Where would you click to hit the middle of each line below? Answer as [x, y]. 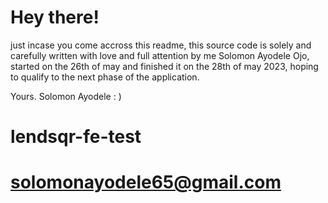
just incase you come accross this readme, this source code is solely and [161, 45]
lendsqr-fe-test [76, 137]
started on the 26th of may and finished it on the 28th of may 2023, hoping [164, 66]
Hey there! [55, 17]
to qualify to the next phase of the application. [105, 77]
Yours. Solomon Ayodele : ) [66, 96]
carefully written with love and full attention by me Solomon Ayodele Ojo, [160, 55]
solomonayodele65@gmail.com [146, 182]
